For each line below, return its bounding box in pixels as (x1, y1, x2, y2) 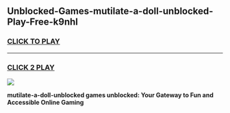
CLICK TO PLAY (7, 37, 60, 47)
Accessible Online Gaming (7, 98, 84, 106)
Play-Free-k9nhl (7, 16, 79, 28)
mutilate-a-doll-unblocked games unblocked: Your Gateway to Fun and (7, 90, 214, 99)
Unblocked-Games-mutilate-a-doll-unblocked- (7, 5, 214, 17)
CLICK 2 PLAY (7, 62, 55, 72)
